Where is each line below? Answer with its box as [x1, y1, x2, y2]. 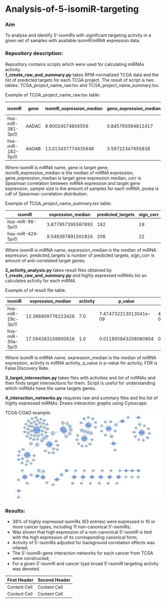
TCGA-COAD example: [5, 410, 51, 416]
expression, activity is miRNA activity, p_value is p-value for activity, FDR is [5, 360, 158, 366]
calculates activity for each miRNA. [5, 278, 77, 283]
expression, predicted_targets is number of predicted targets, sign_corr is [5, 252, 155, 258]
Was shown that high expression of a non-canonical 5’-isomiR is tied [12, 529, 152, 535]
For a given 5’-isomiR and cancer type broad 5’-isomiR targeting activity [12, 560, 159, 567]
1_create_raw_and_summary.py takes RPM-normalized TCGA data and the [5, 72, 159, 78]
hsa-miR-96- [7, 219, 37, 225]
